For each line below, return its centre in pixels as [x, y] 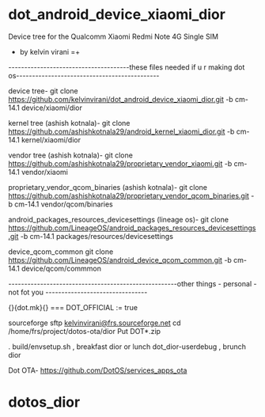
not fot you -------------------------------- [78, 292]
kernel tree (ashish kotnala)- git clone [69, 123]
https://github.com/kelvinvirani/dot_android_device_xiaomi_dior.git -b [121, 99]
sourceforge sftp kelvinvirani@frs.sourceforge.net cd [95, 323]
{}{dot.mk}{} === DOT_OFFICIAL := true [73, 307]
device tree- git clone [43, 91]
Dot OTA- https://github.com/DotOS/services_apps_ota [98, 370]
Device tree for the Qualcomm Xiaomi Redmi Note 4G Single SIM [114, 36]
